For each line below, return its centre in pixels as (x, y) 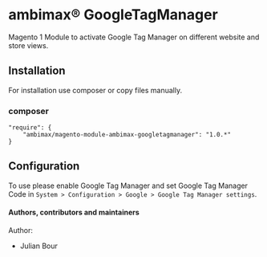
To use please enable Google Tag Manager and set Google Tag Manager (128, 186)
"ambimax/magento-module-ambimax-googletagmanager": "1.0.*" (127, 135)
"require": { (30, 128)
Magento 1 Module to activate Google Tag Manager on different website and (134, 37)
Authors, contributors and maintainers (74, 212)
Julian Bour (39, 246)
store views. (28, 45)
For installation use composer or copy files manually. (95, 90)
